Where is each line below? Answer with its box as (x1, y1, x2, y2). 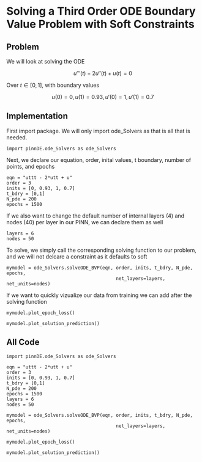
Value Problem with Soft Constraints (6, 17, 195, 31)
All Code (6, 337, 40, 348)
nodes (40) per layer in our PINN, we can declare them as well (6, 218, 163, 226)
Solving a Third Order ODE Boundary (6, 4, 196, 18)
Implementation (6, 111, 69, 122)
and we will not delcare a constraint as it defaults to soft (6, 252, 148, 260)
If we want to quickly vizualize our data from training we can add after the (6, 291, 192, 299)
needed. (6, 133, 28, 141)
